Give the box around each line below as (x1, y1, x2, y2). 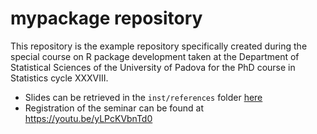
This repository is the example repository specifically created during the (10, 40, 308, 52)
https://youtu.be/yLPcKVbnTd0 (24, 112, 153, 124)
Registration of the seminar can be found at (24, 102, 204, 114)
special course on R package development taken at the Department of (10, 50, 300, 62)
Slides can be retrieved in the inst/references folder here (24, 91, 263, 103)
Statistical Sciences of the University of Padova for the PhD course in (10, 61, 296, 73)
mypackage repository (10, 7, 203, 30)
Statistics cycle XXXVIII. (10, 72, 109, 84)
